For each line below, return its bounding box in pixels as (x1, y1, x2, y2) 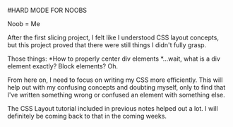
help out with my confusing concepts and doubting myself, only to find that (7, 83, 226, 91)
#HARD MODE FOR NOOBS (7, 6, 87, 14)
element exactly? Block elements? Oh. (7, 62, 119, 70)
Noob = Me (7, 20, 40, 28)
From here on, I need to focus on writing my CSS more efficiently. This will (7, 75, 223, 84)
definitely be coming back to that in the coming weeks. (7, 112, 167, 120)
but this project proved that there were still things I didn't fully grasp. (7, 41, 207, 49)
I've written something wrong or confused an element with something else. (7, 91, 226, 99)
